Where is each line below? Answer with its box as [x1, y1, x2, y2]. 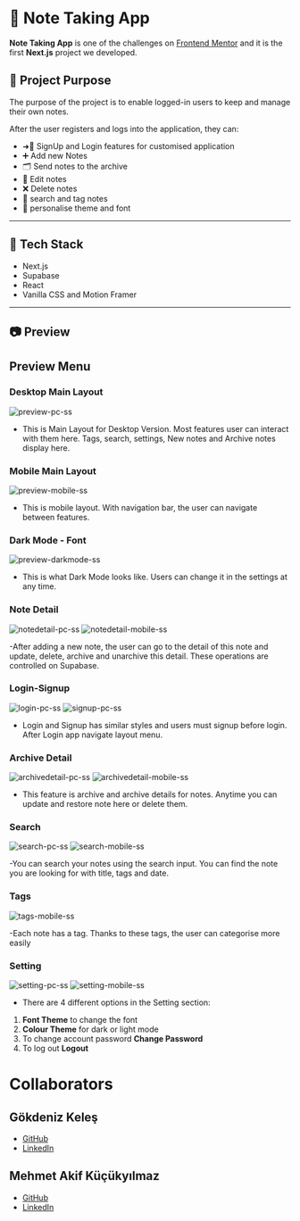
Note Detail [9, 603, 59, 616]
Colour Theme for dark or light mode [21, 1024, 159, 1034]
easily [9, 937, 31, 948]
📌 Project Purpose [9, 73, 112, 88]
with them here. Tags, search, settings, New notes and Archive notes [21, 433, 277, 444]
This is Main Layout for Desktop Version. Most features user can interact [21, 423, 289, 434]
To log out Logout [21, 1043, 89, 1054]
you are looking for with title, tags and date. [9, 868, 170, 878]
